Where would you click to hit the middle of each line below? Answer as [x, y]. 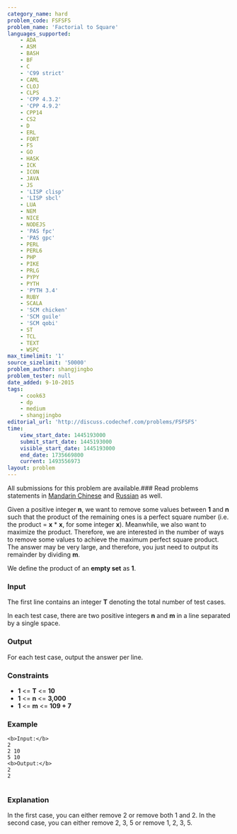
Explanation [28, 800]
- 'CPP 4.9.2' [41, 106]
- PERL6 [31, 251]
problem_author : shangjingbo [50, 370]
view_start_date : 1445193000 [63, 435]
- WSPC [30, 350]
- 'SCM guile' [41, 317]
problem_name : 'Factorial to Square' [63, 27]
